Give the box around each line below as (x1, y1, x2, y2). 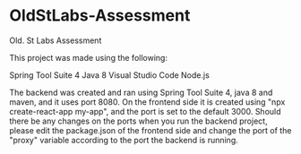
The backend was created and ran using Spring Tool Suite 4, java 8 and (9, 87, 273, 98)
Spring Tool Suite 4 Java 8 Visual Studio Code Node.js (9, 69, 211, 81)
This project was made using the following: (9, 52, 168, 63)
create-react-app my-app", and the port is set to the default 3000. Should (9, 106, 281, 116)
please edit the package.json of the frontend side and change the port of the (9, 124, 292, 135)
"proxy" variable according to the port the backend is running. (9, 134, 239, 145)
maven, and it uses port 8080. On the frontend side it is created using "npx (9, 96, 286, 107)
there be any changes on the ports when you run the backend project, (9, 115, 268, 126)
